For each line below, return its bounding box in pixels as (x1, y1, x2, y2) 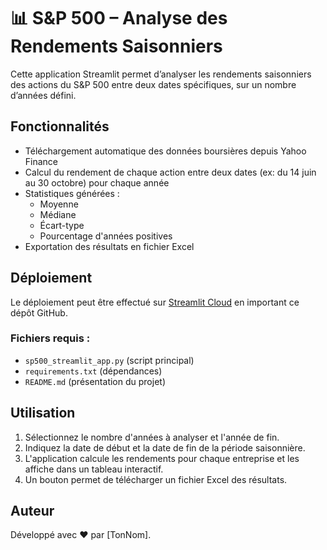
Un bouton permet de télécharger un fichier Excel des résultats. (24, 473, 288, 485)
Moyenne (39, 198, 79, 210)
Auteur (10, 503, 55, 520)
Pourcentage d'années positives (39, 230, 173, 242)
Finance (24, 155, 59, 167)
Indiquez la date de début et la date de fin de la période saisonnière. (24, 441, 306, 454)
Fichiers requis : (10, 331, 91, 345)
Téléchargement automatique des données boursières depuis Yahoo (24, 145, 307, 157)
